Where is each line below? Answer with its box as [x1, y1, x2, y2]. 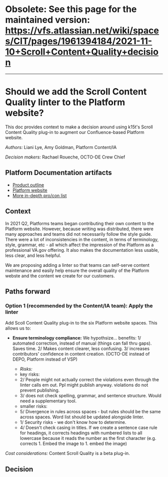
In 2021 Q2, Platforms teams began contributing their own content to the [5, 220, 154, 226]
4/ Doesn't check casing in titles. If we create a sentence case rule [19, 425, 157, 431]
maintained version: [5, 14, 90, 26]
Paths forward [5, 287, 50, 295]
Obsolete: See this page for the [5, 4, 137, 15]
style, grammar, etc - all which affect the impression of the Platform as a [5, 242, 154, 248]
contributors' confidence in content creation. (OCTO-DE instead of [12, 351, 150, 357]
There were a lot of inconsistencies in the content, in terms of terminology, [5, 236, 159, 242]
